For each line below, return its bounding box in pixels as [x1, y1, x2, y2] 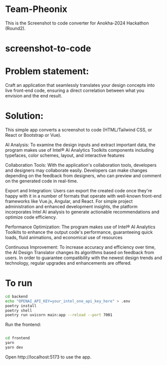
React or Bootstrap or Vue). [5, 132, 61, 138]
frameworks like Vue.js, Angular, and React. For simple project [5, 198, 133, 204]
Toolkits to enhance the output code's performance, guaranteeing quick [5, 229, 153, 235]
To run [5, 278, 32, 289]
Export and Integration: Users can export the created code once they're [5, 188, 152, 193]
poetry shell [5, 308, 32, 313]
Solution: [5, 110, 44, 122]
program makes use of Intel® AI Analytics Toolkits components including [5, 147, 154, 153]
